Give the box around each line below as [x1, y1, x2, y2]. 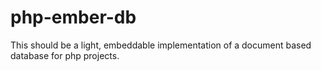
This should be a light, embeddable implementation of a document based [10, 39, 312, 51]
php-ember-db [10, 6, 137, 29]
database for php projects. [10, 49, 120, 61]
